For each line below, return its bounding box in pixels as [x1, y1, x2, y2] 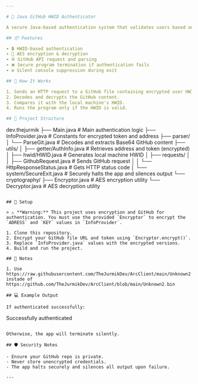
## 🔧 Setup [6, 199, 33, 205]
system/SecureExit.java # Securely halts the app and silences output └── [6, 170, 186, 177]
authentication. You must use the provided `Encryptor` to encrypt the [6, 215, 186, 221]
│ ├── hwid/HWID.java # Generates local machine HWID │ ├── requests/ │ [6, 151, 190, 159]
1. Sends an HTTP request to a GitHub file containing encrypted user [6, 89, 183, 95]
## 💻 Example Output [6, 292, 59, 299]
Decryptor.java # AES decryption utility [6, 183, 100, 190]
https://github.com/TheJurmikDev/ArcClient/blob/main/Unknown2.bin [6, 282, 176, 288]
